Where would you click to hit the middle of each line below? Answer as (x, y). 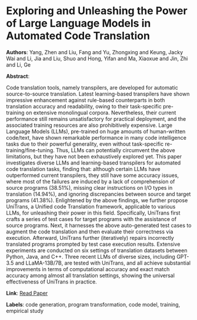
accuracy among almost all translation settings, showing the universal (91, 275)
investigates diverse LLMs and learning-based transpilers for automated (94, 163)
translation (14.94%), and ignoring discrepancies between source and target (98, 194)
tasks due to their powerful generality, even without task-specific (85, 144)
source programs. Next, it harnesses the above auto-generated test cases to (99, 225)
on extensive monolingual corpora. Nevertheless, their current (101, 113)
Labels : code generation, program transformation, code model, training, (93, 304)
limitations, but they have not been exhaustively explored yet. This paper (94, 156)
